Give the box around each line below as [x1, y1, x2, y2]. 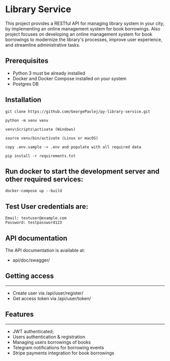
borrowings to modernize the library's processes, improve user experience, [5, 37, 163, 43]
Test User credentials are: [5, 202, 89, 211]
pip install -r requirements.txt [5, 153, 76, 158]
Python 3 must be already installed [12, 70, 85, 76]
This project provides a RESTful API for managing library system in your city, [5, 20, 164, 26]
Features [5, 310, 34, 319]
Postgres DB [12, 81, 39, 87]
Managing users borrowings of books [12, 339, 91, 345]
